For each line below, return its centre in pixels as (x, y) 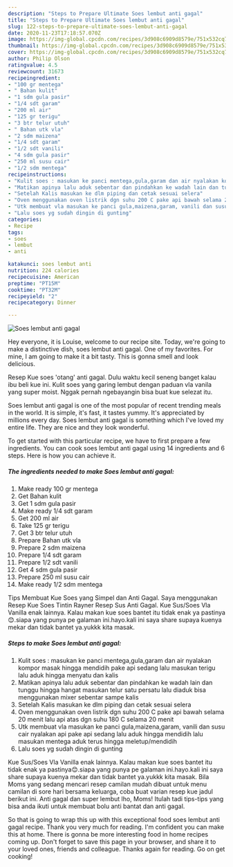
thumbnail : (24, 46)
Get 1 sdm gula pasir (47, 504)
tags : (16, 232)
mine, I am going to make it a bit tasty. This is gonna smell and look (103, 356)
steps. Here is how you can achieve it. (62, 456)
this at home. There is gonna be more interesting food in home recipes (108, 834)
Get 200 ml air (38, 518)
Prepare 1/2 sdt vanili (48, 563)
